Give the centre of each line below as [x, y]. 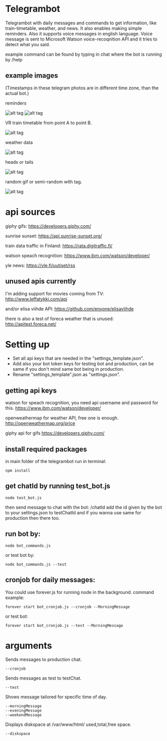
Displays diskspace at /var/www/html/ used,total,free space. [68, 725]
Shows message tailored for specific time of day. [56, 697]
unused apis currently [41, 281]
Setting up [27, 344]
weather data [19, 142]
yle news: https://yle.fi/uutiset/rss [40, 265]
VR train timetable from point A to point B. [49, 123]
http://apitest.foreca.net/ [31, 324]
